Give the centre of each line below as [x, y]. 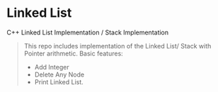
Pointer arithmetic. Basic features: [73, 53]
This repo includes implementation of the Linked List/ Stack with [117, 46]
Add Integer [52, 67]
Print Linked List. [59, 81]
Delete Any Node [59, 74]
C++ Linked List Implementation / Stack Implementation [88, 32]
